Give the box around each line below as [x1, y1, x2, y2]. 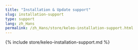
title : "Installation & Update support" [5, 7, 91, 12]
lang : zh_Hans [5, 21, 35, 26]
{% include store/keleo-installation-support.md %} [5, 39, 110, 45]
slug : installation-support [5, 12, 64, 17]
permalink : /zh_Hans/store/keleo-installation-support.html [5, 26, 134, 31]
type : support [5, 16, 35, 21]
